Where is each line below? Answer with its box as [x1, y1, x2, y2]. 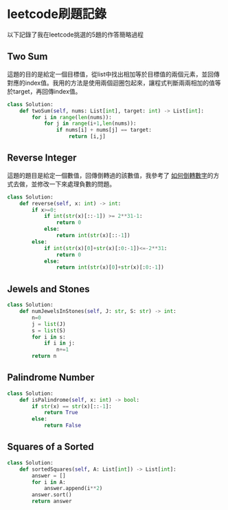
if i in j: [43, 340, 76, 347]
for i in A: [32, 478, 67, 486]
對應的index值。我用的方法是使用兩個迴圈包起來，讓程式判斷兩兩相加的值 [7, 79, 215, 87]
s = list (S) [32, 327, 67, 334]
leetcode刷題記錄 [7, 6, 106, 22]
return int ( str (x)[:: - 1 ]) [56, 232, 130, 239]
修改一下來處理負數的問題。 [36, 180, 115, 188]
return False [43, 422, 81, 429]
